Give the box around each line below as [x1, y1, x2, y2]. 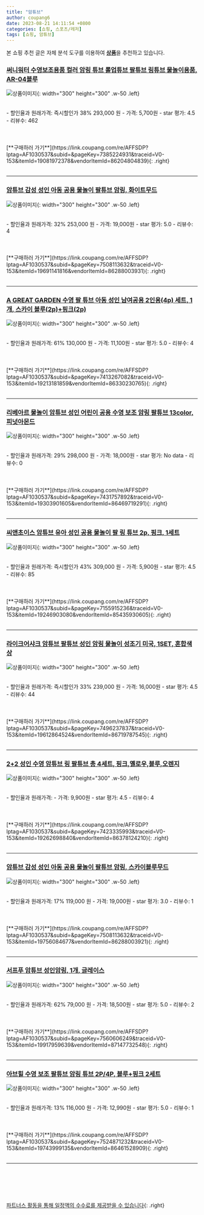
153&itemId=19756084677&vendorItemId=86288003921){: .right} [6, 938, 169, 945]
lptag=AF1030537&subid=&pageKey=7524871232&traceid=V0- [6, 1138, 165, 1146]
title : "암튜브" [6, 9, 44, 15]
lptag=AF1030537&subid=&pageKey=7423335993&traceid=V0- [6, 828, 166, 835]
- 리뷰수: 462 [6, 117, 38, 124]
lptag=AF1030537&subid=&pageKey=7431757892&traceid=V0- [6, 493, 164, 501]
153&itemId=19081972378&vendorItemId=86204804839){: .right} [6, 157, 170, 165]
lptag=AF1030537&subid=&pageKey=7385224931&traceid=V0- [6, 151, 165, 159]
